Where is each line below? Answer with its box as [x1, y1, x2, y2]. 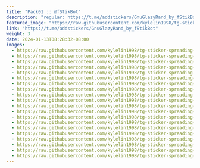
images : [6, 42, 26, 48]
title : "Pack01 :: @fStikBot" [6, 8, 82, 15]
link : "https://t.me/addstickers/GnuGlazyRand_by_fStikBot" [6, 25, 159, 32]
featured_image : [6, 20, 46, 26]
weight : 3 [6, 31, 31, 37]
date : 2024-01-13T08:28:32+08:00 [6, 36, 89, 42]
